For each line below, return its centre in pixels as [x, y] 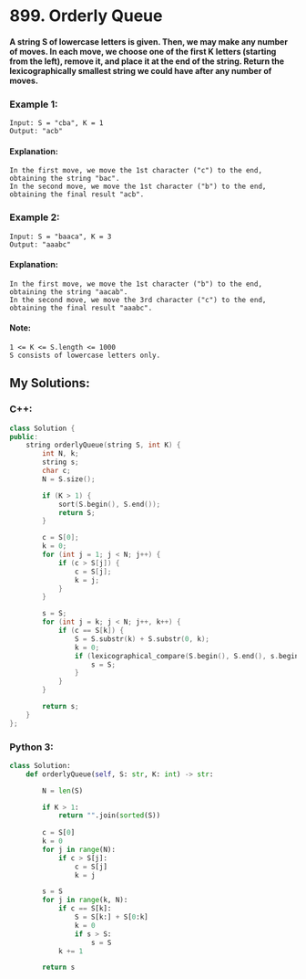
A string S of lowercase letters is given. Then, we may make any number [149, 41]
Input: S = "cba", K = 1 [56, 123]
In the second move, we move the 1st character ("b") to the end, [138, 187]
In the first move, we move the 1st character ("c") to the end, [136, 171]
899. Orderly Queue [86, 16]
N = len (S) [63, 791]
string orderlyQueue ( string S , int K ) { [103, 445]
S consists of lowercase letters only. [85, 355]
